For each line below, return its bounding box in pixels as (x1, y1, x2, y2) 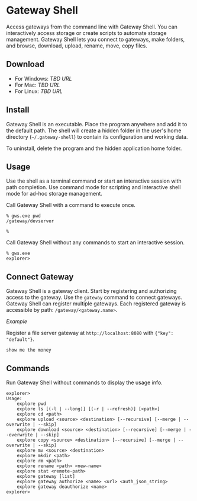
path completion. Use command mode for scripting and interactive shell (6, 184, 181, 191)
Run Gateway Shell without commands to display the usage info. (6, 379, 163, 386)
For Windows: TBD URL (14, 75, 72, 82)
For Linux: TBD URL (14, 87, 63, 95)
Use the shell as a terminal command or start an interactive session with (6, 177, 182, 184)
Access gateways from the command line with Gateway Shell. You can (6, 23, 177, 30)
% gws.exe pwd (6, 213, 41, 219)
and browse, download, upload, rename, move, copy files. (6, 42, 148, 49)
